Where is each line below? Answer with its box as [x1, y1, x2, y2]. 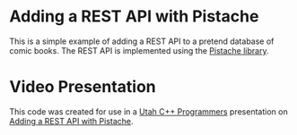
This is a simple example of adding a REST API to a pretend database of [9, 36, 275, 46]
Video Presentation [9, 77, 157, 97]
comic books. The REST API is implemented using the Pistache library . [9, 45, 269, 55]
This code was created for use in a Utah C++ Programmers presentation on [9, 105, 289, 117]
